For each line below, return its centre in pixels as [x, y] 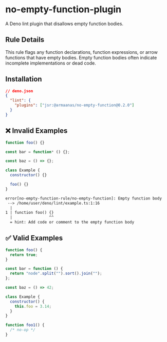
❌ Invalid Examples [36, 131]
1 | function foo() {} [30, 213]
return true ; [24, 255]
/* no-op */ [23, 330]
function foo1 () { [25, 325]
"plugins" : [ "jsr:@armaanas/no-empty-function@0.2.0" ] [75, 105]
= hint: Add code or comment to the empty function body [72, 222]
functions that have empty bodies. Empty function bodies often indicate [81, 57]
